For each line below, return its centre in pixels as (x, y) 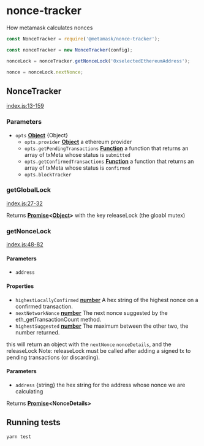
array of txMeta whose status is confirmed (77, 168)
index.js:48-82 (25, 244)
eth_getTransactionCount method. (58, 319)
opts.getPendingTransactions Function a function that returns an (106, 148)
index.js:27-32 (25, 203)
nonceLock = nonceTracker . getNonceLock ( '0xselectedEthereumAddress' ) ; (98, 61)
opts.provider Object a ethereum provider (78, 142)
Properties (20, 286)
